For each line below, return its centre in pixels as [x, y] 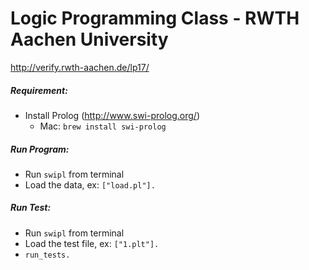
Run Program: [40, 149]
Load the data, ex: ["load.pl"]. [90, 184]
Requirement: [39, 90]
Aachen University [89, 39]
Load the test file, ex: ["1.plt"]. [92, 243]
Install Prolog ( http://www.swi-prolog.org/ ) [112, 115]
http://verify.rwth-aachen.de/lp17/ [80, 67]
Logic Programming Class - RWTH [155, 18]
